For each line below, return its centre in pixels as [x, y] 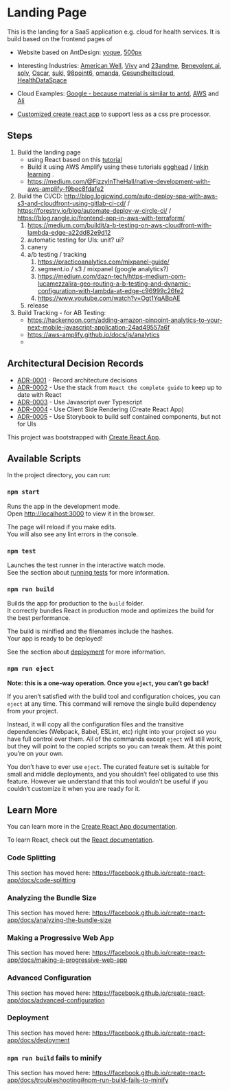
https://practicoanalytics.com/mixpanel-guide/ [103, 262]
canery [37, 247]
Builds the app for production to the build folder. [76, 604]
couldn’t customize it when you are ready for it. [74, 788]
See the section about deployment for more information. [87, 652]
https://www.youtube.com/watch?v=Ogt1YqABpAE [109, 298]
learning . [41, 174]
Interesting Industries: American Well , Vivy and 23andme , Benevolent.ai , [119, 65]
